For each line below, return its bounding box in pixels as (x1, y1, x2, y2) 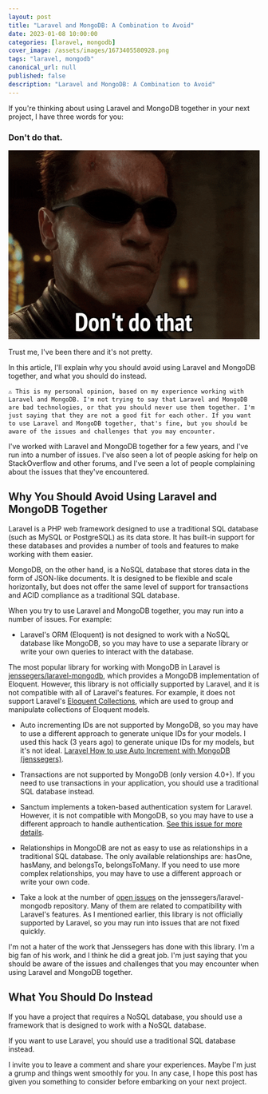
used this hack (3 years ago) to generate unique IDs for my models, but (19, 737, 254, 746)
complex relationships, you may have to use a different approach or (19, 868, 242, 878)
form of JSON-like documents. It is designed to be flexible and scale (8, 573, 233, 583)
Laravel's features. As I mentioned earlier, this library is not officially (19, 909, 243, 919)
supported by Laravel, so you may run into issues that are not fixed (19, 917, 240, 927)
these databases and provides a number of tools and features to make (8, 540, 239, 551)
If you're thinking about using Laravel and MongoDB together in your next (8, 103, 250, 113)
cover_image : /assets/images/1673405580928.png (8, 46, 170, 55)
